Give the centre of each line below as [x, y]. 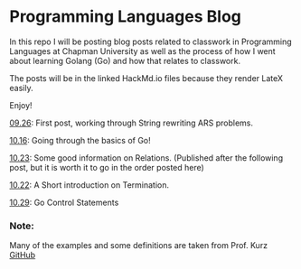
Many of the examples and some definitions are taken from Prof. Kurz [139, 246]
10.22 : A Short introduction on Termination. [89, 185]
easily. [21, 88]
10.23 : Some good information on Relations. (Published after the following [146, 158]
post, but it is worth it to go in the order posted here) [107, 167]
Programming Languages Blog [126, 17]
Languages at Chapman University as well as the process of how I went [142, 51]
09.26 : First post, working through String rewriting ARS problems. [131, 123]
